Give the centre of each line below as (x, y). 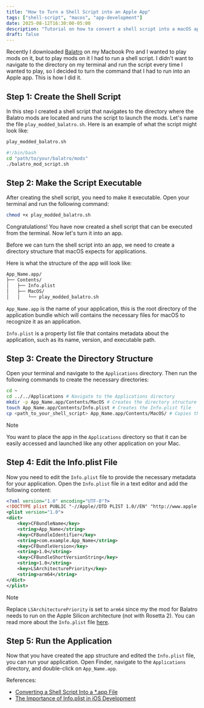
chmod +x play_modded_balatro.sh (49, 215)
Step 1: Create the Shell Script (64, 97)
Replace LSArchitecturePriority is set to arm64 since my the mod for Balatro (102, 609)
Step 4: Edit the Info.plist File (62, 462)
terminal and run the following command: (58, 204)
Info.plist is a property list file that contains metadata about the (87, 333)
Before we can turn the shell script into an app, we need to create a (90, 245)
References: (21, 680)
